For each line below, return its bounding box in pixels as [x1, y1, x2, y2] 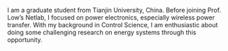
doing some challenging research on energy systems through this [7, 28, 197, 36]
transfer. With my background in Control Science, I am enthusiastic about [7, 21, 218, 29]
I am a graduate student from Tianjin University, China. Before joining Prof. [7, 6, 222, 14]
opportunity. [7, 36, 43, 44]
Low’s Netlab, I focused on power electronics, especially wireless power [7, 13, 215, 22]
